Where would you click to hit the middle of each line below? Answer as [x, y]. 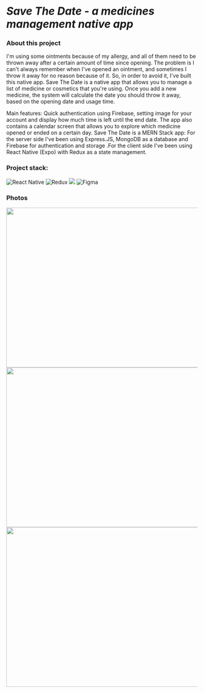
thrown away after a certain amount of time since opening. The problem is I [100, 63]
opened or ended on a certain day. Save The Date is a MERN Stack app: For [101, 133]
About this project [33, 43]
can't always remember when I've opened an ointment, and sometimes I [97, 69]
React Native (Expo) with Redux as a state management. [76, 152]
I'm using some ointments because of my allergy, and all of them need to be [101, 57]
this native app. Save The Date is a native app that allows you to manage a [99, 82]
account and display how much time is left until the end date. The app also [99, 120]
